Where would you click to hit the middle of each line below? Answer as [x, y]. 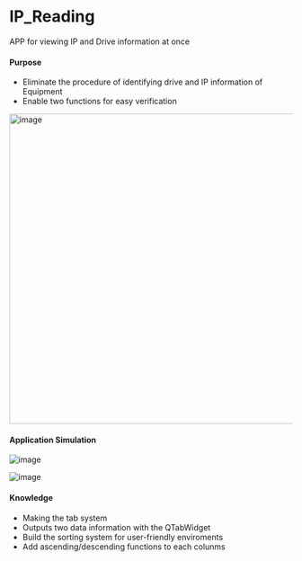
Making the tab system [65, 518]
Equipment [42, 92]
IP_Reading [52, 17]
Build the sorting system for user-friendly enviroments [123, 537]
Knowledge [31, 497]
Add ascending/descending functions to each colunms [124, 547]
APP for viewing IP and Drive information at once [100, 41]
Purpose [26, 62]
